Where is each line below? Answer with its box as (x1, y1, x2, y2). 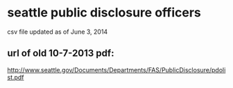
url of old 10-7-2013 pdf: (7, 47, 114, 59)
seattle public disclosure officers (7, 5, 201, 21)
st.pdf (7, 73, 24, 81)
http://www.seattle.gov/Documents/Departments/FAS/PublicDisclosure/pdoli (7, 65, 226, 74)
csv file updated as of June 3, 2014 (7, 27, 108, 36)
